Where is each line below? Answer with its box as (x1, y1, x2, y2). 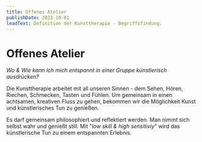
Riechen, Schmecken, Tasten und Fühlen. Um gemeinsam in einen (6, 91, 173, 99)
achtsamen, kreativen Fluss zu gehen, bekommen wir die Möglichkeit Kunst (6, 98, 197, 105)
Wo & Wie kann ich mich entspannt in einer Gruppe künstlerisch (6, 66, 167, 74)
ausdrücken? (6, 73, 40, 80)
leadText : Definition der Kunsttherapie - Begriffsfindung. (6, 20, 163, 26)
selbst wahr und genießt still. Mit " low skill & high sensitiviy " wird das (6, 122, 180, 130)
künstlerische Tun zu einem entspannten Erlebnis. (6, 129, 132, 137)
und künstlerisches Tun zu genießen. (6, 104, 99, 112)
